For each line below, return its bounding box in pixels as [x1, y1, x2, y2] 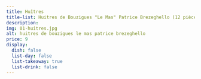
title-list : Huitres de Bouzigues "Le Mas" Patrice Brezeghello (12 [6, 14, 181, 20]
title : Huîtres [6, 8, 44, 15]
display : [6, 42, 28, 48]
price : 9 [6, 36, 28, 42]
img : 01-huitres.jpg [6, 25, 58, 31]
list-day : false [11, 53, 52, 59]
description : [6, 20, 39, 26]
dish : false [11, 48, 42, 53]
